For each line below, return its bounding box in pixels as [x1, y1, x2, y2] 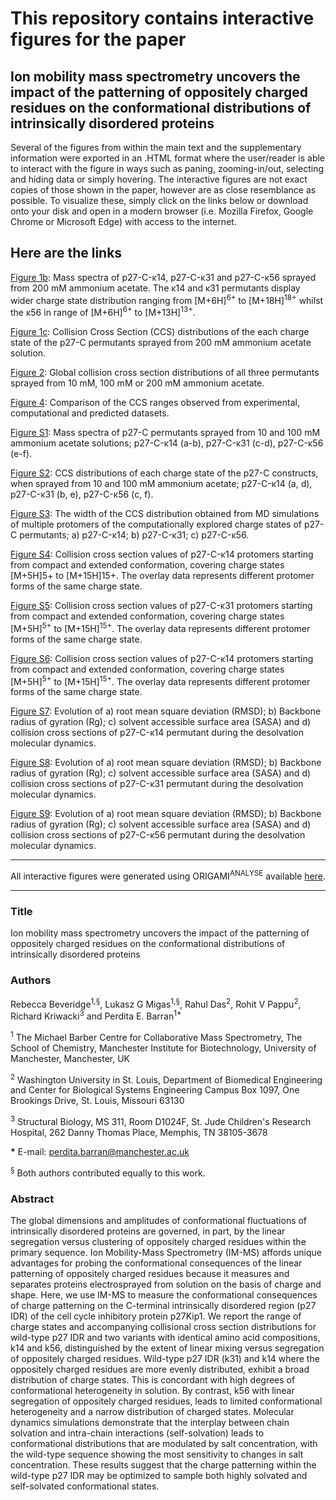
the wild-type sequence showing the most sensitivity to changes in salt [10, 1448, 304, 1460]
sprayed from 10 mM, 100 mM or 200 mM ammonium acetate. [10, 377, 265, 389]
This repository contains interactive [10, 7, 315, 30]
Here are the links [10, 245, 123, 262]
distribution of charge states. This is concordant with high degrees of [10, 1373, 296, 1386]
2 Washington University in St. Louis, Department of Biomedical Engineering [10, 1072, 323, 1086]
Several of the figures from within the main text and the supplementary [10, 142, 302, 153]
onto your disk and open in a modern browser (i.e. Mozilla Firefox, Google [10, 205, 314, 217]
